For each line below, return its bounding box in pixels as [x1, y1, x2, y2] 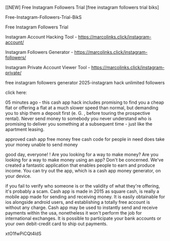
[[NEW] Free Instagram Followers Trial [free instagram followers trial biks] [5, 5, 159, 10]
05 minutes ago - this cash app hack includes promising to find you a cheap [5, 99, 164, 105]
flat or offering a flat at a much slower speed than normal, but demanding [5, 105, 158, 111]
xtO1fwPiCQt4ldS [5, 231, 42, 236]
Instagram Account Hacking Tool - [5, 34, 77, 40]
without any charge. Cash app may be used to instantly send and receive [5, 204, 158, 210]
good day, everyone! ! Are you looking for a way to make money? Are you [5, 152, 159, 157]
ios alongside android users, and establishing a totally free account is [5, 199, 150, 205]
